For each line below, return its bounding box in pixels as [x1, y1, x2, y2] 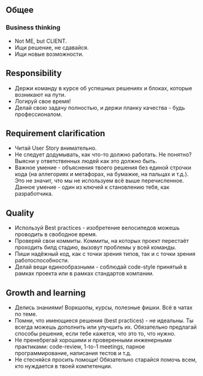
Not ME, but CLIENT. [14, 37, 67, 45]
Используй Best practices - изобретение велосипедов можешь [14, 224, 180, 232]
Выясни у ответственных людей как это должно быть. [14, 158, 158, 165]
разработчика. [14, 190, 53, 198]
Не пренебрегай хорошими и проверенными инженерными [14, 336, 172, 343]
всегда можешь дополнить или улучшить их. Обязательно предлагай [14, 323, 197, 331]
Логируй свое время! [14, 98, 71, 105]
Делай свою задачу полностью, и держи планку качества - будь [14, 104, 185, 111]
